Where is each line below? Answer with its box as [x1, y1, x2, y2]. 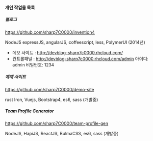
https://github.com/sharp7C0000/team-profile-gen [5, 120, 108, 126]
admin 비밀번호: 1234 [12, 61, 54, 68]
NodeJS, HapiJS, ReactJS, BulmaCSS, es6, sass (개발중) [5, 130, 119, 136]
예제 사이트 [5, 74, 26, 80]
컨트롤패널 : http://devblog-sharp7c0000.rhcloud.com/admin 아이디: [12, 56, 149, 61]
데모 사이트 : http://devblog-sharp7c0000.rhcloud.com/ [12, 49, 123, 56]
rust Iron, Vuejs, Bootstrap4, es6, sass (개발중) [5, 97, 98, 102]
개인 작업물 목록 [5, 4, 35, 10]
